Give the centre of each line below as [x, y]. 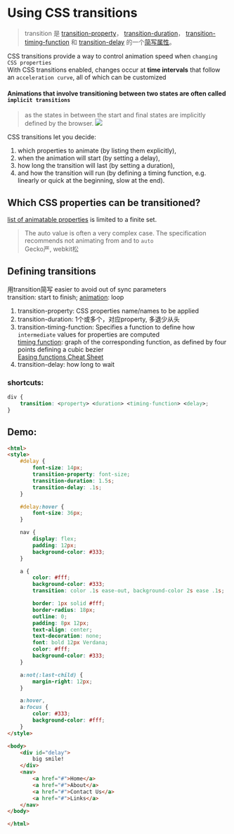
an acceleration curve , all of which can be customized [87, 77]
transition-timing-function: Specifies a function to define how [106, 327]
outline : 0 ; [50, 616]
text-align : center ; [63, 630]
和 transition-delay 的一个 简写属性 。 [123, 42]
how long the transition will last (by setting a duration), [96, 166]
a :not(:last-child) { [51, 675]
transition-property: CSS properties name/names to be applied [108, 311]
